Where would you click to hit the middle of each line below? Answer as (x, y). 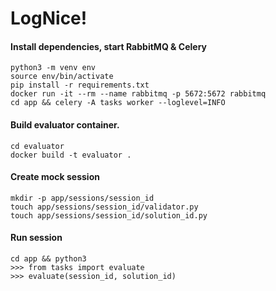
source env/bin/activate (62, 77)
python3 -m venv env (53, 68)
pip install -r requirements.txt (80, 85)
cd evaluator (37, 146)
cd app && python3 (48, 259)
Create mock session (55, 177)
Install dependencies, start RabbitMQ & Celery (108, 46)
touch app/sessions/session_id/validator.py (104, 207)
